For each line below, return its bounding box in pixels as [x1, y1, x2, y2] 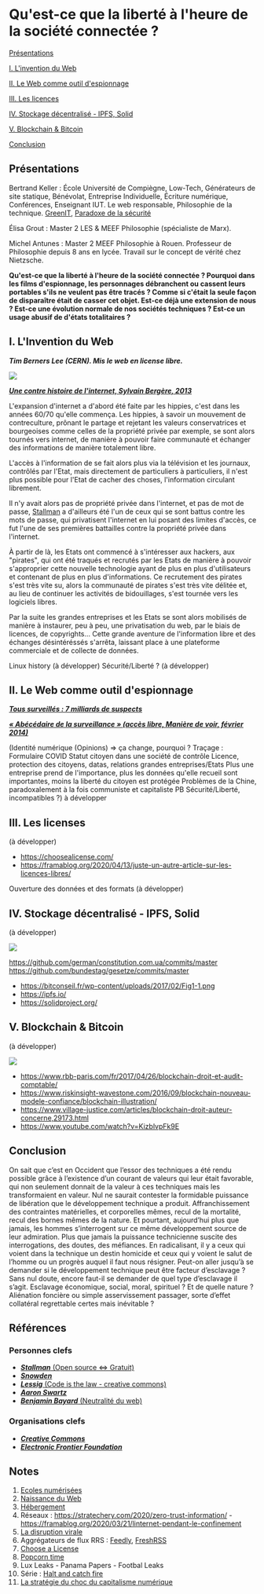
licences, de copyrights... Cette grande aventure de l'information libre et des [9, 628, 256, 638]
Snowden [20, 1371, 53, 1380]
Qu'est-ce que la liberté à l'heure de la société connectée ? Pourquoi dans [9, 270, 255, 280]
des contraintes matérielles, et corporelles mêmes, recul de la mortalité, [9, 1207, 241, 1216]
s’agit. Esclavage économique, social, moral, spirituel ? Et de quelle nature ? [9, 1282, 254, 1292]
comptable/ [20, 1079, 58, 1089]
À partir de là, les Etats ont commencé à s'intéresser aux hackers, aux [9, 547, 235, 556]
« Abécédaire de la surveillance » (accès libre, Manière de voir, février [9, 720, 244, 729]
